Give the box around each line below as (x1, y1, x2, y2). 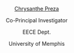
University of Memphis (8, 40, 65, 47)
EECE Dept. (22, 28, 51, 36)
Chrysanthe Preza (14, 5, 59, 12)
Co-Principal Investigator (5, 17, 68, 23)
